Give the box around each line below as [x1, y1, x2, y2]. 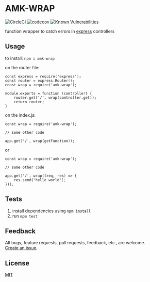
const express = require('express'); [5, 74, 82, 79]
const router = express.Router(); [5, 78, 75, 83]
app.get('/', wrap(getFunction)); [5, 139, 75, 143]
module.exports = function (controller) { [5, 91, 92, 96]
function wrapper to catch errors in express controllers [5, 28, 115, 34]
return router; [14, 99, 45, 104]
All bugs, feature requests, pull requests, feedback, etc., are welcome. [5, 240, 146, 246]
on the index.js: [5, 112, 36, 118]
